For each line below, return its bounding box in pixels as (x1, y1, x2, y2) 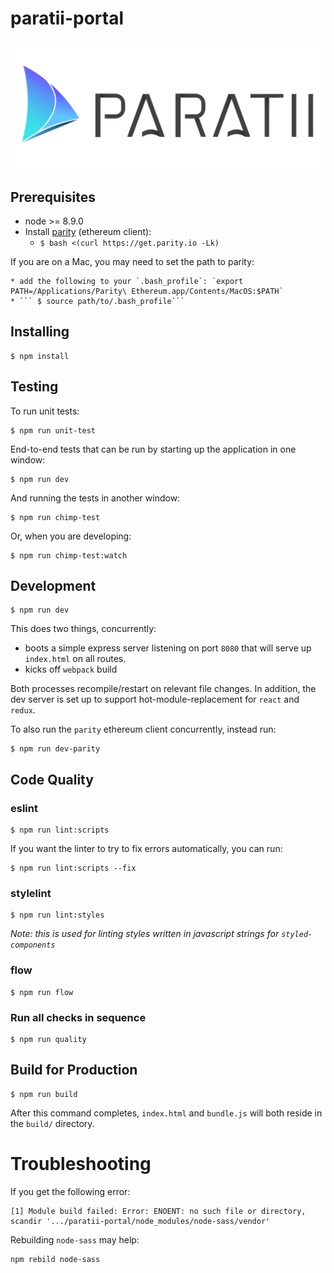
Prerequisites (10, 188, 96, 206)
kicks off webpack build (24, 663, 118, 676)
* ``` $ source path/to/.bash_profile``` (10, 296, 186, 306)
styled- (281, 930, 313, 940)
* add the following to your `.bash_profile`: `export (10, 276, 244, 286)
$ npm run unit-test (10, 425, 97, 436)
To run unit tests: (10, 405, 80, 417)
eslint (10, 801, 38, 815)
